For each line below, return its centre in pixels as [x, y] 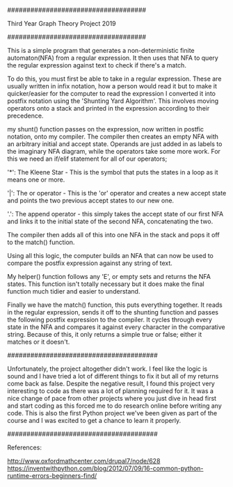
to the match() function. [41, 242]
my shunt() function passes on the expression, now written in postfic [105, 129]
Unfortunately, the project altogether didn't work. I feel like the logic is [107, 369]
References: [24, 447]
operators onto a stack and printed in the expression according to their [109, 108]
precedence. [25, 115]
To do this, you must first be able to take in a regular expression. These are [114, 79]
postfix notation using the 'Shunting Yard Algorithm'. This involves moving [113, 101]
